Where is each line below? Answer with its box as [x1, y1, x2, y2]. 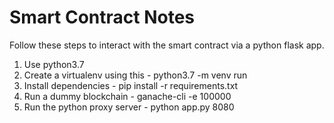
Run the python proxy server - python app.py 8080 [23, 101, 235, 113]
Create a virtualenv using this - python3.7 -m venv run [23, 69, 248, 81]
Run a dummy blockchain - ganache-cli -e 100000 [23, 90, 232, 102]
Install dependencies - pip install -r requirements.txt [23, 79, 239, 91]
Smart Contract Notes [9, 6, 196, 29]
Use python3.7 [23, 58, 85, 70]
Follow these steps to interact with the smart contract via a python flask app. [9, 39, 325, 51]
